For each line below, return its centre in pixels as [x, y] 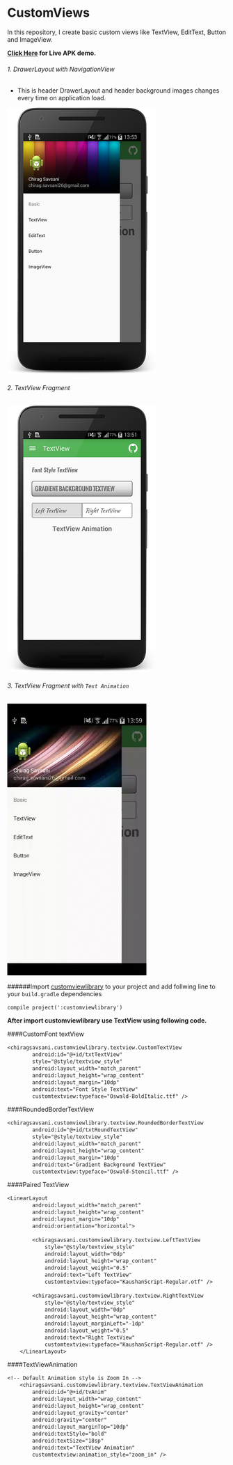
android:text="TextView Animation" [84, 1448]
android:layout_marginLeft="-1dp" [94, 1324]
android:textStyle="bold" [70, 1434]
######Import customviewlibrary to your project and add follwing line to [111, 986]
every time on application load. [62, 98]
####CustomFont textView [46, 1034]
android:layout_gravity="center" [81, 1413]
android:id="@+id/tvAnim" [70, 1392]
